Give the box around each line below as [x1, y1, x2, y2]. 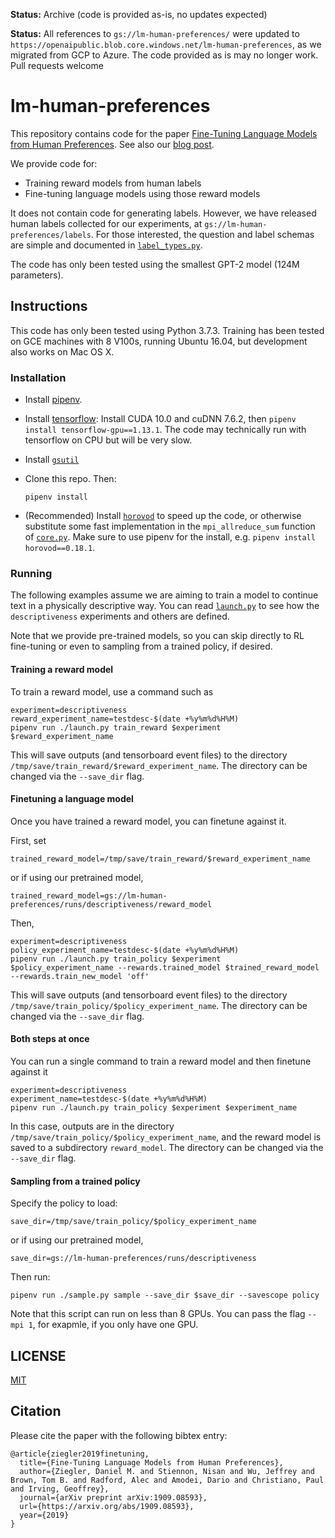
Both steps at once [10, 1033, 90, 1045]
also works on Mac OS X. [10, 345, 115, 358]
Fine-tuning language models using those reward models [24, 187, 261, 199]
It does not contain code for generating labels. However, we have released [10, 207, 317, 219]
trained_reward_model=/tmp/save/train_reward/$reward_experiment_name [10, 854, 311, 864]
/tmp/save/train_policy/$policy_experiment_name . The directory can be [10, 999, 308, 1011]
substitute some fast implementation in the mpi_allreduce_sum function [24, 520, 316, 533]
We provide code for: [10, 157, 98, 169]
